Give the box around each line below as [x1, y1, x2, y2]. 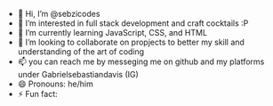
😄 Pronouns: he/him [17, 78, 93, 89]
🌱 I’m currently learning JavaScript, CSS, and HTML [17, 28, 207, 37]
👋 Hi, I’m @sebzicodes [17, 9, 100, 19]
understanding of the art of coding [17, 46, 145, 57]
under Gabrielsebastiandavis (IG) [17, 69, 140, 79]
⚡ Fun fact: [17, 89, 58, 99]
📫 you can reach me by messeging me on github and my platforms [17, 56, 265, 67]
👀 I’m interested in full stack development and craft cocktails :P [17, 18, 249, 29]
